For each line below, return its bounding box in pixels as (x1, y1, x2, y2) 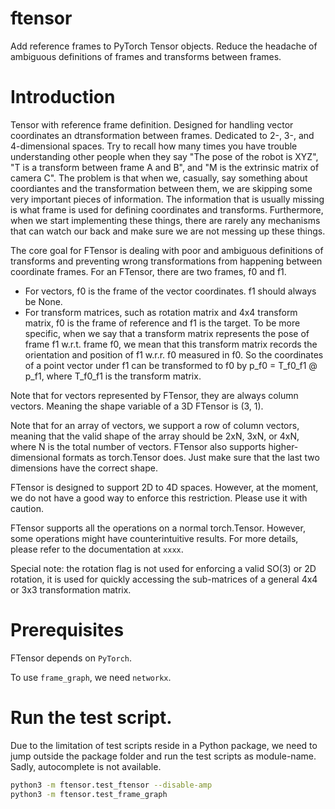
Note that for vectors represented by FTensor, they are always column (10, 389, 299, 401)
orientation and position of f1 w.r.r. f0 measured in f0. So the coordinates (24, 348, 324, 361)
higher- (268, 440, 299, 452)
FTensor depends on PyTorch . (10, 652, 133, 664)
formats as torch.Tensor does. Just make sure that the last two (62, 451, 320, 463)
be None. (24, 295, 63, 307)
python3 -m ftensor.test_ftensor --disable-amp (10, 780, 213, 790)
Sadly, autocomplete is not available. (10, 760, 162, 772)
